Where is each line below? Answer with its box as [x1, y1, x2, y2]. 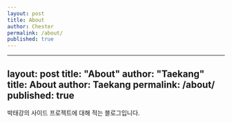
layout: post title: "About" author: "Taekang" [7, 68, 205, 79]
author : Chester [7, 23, 54, 30]
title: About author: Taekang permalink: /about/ [7, 79, 215, 91]
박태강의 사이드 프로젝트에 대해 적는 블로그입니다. [7, 108, 140, 117]
